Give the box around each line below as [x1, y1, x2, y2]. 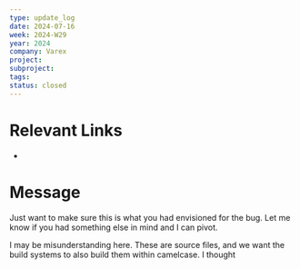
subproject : [9, 65, 55, 74]
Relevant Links [9, 120, 123, 141]
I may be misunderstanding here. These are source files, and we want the [9, 239, 285, 250]
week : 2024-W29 [9, 30, 67, 39]
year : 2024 [9, 38, 51, 48]
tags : [9, 73, 30, 82]
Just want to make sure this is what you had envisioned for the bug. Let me [9, 212, 291, 223]
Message [9, 182, 81, 203]
